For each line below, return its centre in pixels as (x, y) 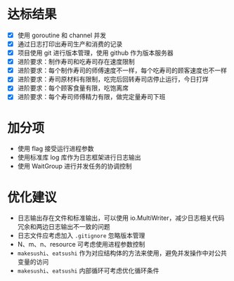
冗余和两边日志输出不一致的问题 (64, 227)
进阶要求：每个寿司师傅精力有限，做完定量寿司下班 (91, 97)
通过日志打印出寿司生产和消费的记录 (70, 44)
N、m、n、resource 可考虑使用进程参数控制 (81, 244)
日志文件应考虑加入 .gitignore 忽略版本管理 (81, 235)
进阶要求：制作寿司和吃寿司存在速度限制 (76, 62)
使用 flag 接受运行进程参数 (56, 149)
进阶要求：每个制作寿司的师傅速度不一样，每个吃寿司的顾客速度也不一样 (122, 70)
